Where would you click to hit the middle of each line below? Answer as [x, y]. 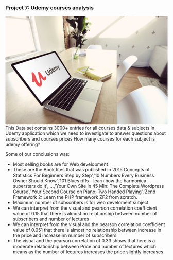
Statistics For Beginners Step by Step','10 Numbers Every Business [83, 175]
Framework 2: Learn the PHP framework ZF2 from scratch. [75, 197]
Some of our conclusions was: [37, 154]
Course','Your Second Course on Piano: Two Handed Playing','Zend [84, 192]
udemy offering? [23, 144]
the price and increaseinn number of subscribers [65, 235]
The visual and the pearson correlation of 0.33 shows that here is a [84, 240]
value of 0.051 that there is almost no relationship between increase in [87, 230]
